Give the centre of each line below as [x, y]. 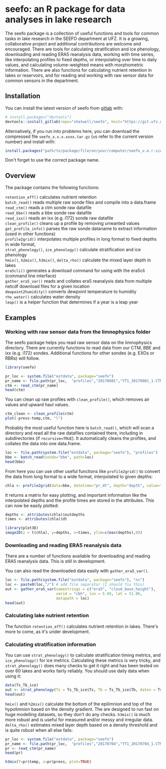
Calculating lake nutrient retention [47, 615]
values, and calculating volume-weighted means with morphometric [74, 65]
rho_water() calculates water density [43, 297]
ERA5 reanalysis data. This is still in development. [56, 561]
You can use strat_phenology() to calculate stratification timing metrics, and [83, 655]
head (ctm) [15, 390]
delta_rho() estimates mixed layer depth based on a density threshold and [81, 725]
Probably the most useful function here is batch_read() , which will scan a [80, 428]
